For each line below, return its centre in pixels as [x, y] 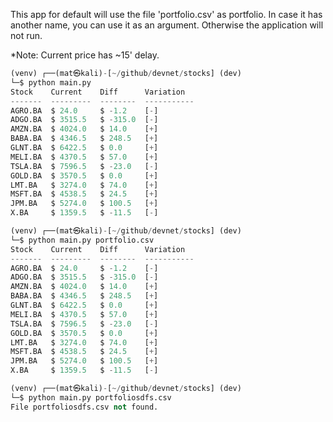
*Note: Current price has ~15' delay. [85, 55]
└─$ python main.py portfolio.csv [82, 240]
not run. [26, 35]
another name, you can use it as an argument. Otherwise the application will [167, 25]
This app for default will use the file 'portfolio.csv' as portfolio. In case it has [166, 14]
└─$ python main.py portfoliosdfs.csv [91, 397]
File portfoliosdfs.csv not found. [84, 407]
